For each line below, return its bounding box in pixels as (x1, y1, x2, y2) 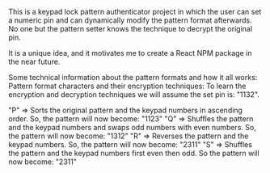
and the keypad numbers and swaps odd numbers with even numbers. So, (8, 123, 256, 132)
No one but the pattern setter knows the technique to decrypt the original (8, 24, 253, 33)
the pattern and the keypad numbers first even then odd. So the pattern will (8, 149, 260, 158)
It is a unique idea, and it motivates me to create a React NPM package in (8, 49, 252, 57)
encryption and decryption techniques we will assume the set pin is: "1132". (8, 90, 260, 99)
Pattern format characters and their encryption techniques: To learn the (8, 81, 247, 91)
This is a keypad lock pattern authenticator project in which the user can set (8, 7, 262, 16)
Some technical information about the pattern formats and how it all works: (8, 73, 258, 82)
